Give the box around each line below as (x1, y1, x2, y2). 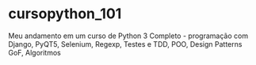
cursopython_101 (8, 5, 122, 23)
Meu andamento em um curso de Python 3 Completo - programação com (8, 31, 248, 40)
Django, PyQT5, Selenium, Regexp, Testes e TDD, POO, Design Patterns (8, 39, 243, 48)
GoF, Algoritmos (8, 48, 61, 57)
